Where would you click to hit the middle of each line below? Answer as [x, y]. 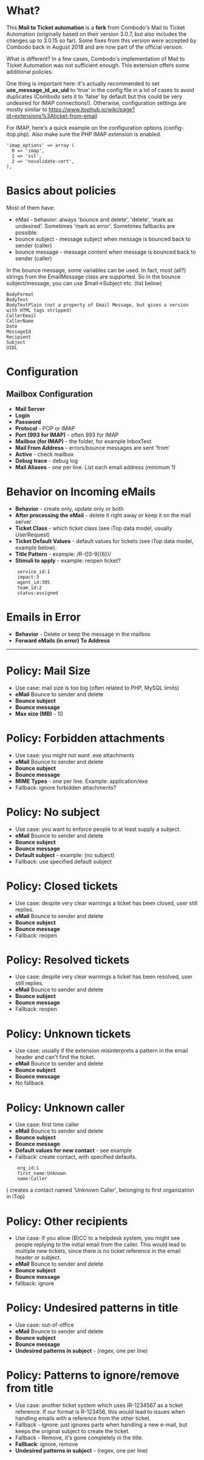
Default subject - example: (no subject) [65, 855]
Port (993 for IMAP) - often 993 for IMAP [67, 435]
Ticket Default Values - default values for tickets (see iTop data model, [104, 541]
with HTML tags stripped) [39, 310]
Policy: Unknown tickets [69, 1034]
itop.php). [19, 134]
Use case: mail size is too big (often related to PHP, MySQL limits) [97, 688]
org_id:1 [28, 1168]
